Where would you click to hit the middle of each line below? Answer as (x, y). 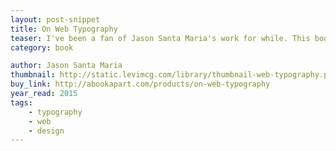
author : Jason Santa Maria (66, 66)
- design (46, 131)
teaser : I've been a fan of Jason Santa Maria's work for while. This (160, 38)
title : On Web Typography (64, 29)
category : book (42, 47)
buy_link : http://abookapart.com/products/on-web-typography (140, 84)
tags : (21, 102)
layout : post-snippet (55, 19)
